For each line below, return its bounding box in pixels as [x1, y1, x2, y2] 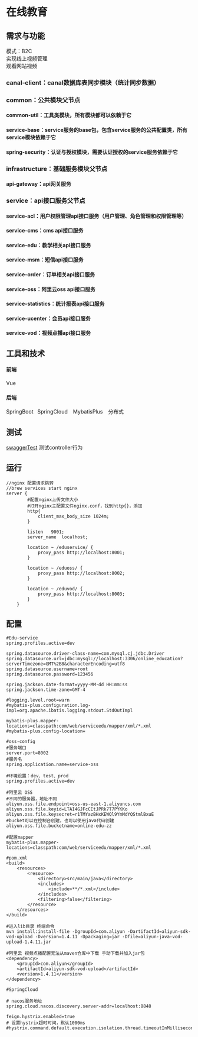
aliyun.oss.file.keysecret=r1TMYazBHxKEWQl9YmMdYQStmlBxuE [6, 811, 154, 817]
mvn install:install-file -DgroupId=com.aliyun [6, 928, 126, 935]
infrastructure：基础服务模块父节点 [6, 164, 108, 173]
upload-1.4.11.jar [6, 939, 51, 945]
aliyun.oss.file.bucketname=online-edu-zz [6, 823, 112, 829]
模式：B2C [6, 48, 32, 54]
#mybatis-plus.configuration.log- [6, 702, 91, 708]
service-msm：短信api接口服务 [6, 256, 84, 263]
